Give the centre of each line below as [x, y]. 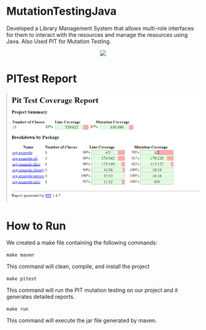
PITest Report [42, 79]
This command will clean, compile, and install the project [78, 267]
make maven [20, 255]
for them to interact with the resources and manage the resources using [97, 34]
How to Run [36, 226]
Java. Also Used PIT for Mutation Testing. [59, 41]
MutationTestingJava [62, 11]
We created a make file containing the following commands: [82, 243]
